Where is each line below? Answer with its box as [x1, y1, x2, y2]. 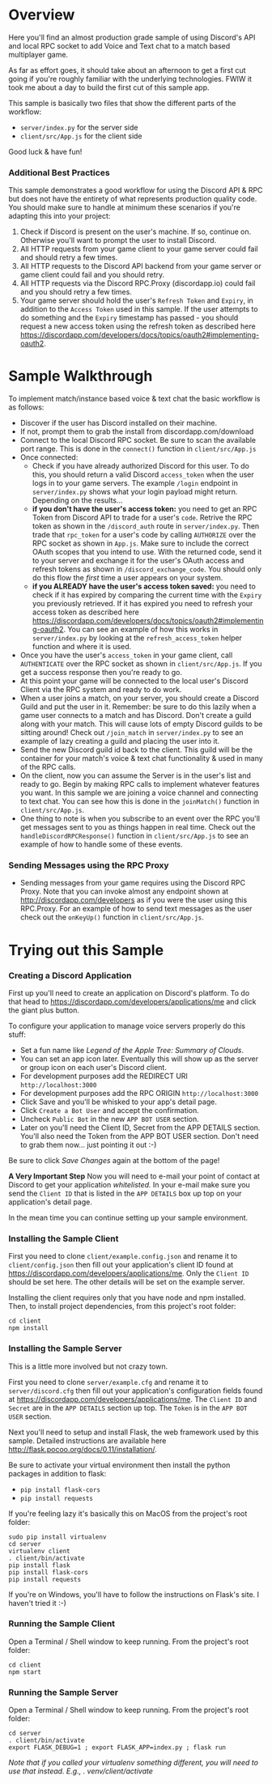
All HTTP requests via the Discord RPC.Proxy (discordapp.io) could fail [19, 278, 256, 288]
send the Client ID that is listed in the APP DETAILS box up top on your [8, 1188, 242, 1198]
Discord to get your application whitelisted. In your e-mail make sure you [8, 1179, 251, 1189]
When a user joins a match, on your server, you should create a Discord [19, 694, 259, 703]
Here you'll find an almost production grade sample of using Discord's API [8, 32, 256, 42]
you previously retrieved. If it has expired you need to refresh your [32, 599, 253, 609]
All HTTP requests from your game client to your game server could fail [19, 244, 258, 254]
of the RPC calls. [19, 762, 76, 772]
